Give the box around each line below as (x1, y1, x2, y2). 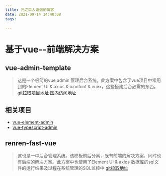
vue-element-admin (12, 119, 54, 125)
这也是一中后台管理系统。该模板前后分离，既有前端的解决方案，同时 (17, 153, 157, 159)
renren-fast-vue (5, 139, 57, 147)
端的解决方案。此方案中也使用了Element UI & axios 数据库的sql (26, 159, 155, 165)
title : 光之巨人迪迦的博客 (5, 7, 55, 12)
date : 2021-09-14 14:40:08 (5, 12, 61, 17)
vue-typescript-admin (12, 124, 58, 130)
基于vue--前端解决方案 (5, 44, 99, 55)
